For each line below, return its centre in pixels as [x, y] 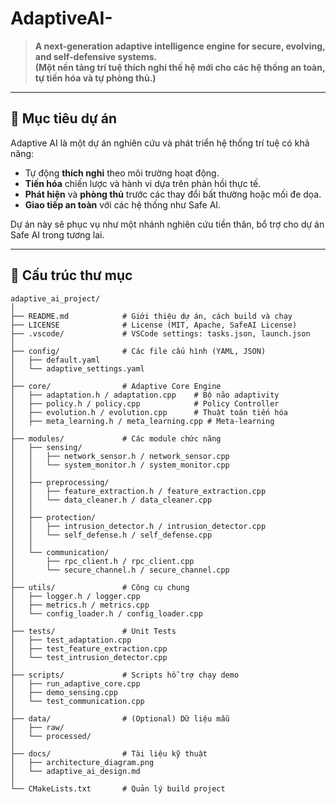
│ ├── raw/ [37, 727]
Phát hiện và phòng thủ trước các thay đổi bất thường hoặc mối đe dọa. [173, 194]
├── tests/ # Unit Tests [93, 631]
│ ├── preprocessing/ [60, 482]
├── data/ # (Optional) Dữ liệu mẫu [120, 718]
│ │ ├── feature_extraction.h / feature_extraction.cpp [138, 491]
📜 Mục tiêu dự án [63, 118]
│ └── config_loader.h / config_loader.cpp [106, 613]
